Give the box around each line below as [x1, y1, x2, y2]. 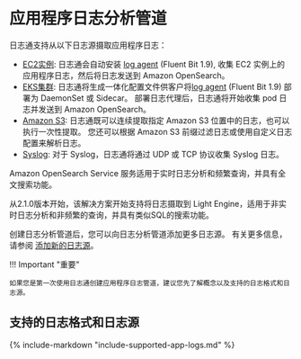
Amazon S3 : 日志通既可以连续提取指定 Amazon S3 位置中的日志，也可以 [22, 114, 290, 126]
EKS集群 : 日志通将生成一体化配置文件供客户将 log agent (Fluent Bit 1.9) [22, 81, 282, 92]
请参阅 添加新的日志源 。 [9, 239, 99, 250]
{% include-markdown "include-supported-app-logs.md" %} [9, 339, 235, 350]
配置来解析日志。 [22, 137, 86, 148]
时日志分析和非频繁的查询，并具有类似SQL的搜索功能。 [9, 209, 214, 220]
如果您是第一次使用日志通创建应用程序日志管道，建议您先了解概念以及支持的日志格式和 [9, 278, 284, 288]
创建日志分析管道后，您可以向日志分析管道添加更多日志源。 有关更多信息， [9, 229, 288, 239]
